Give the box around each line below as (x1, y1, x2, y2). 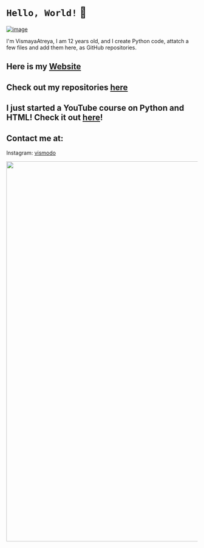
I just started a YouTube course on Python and (6, 103, 185, 113)
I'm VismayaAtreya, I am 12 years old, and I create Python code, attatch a (6, 37, 189, 44)
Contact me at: (6, 133, 64, 144)
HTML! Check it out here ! (6, 113, 103, 123)
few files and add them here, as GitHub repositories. (6, 44, 137, 51)
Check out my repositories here (6, 82, 128, 92)
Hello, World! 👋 (6, 5, 87, 19)
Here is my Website (6, 61, 81, 72)
